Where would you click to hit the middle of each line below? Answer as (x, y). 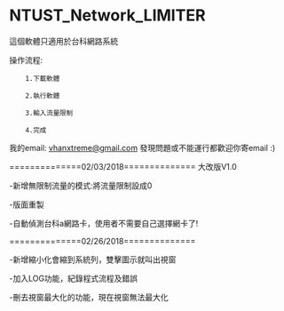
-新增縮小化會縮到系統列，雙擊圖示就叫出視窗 (93, 259)
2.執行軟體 (43, 96)
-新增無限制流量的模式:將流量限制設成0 (81, 185)
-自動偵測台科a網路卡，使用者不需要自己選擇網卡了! (104, 223)
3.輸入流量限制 (49, 113)
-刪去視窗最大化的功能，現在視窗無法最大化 (89, 297)
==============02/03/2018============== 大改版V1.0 (123, 166)
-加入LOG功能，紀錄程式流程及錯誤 (74, 278)
